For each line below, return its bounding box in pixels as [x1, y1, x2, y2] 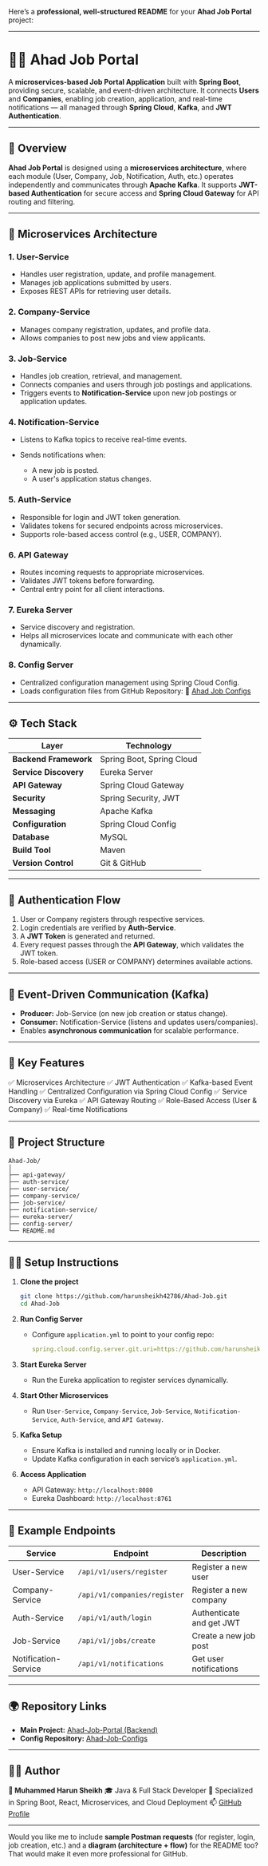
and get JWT [191, 1617, 241, 1628]
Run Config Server [19, 1314, 83, 1324]
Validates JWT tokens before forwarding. [19, 575, 156, 586]
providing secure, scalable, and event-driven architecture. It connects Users [8, 85, 259, 95]
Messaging [12, 806, 56, 817]
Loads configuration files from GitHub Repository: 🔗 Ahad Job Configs [19, 686, 251, 696]
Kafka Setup [19, 1430, 62, 1440]
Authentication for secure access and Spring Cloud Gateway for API [30, 188, 259, 198]
